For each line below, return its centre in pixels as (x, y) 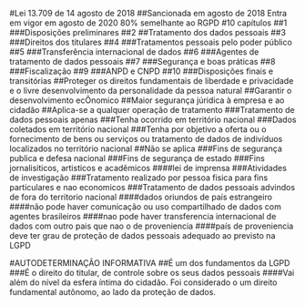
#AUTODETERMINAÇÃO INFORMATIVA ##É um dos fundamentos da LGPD (150, 263)
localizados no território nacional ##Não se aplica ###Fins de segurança (146, 148)
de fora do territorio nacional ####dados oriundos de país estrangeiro (141, 197)
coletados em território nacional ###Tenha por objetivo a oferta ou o (138, 129)
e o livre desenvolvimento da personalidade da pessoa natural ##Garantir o (151, 91)
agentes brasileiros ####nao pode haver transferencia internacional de (143, 216)
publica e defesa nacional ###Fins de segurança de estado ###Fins (137, 158)
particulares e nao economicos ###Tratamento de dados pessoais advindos (152, 187)
